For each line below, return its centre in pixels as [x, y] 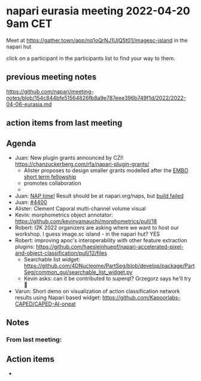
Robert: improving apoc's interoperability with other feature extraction [101, 240]
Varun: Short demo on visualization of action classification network [98, 291]
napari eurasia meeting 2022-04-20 [98, 11]
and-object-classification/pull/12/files [61, 253]
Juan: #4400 [31, 202]
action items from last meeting [64, 123]
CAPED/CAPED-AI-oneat [45, 304]
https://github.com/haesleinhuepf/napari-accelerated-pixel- [110, 246]
